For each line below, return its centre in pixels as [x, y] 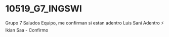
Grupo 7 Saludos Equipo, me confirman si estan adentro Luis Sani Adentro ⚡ [85, 22]
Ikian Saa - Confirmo [27, 30]
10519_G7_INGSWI [44, 9]
